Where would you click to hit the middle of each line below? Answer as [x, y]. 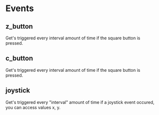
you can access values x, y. [33, 107]
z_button [19, 26]
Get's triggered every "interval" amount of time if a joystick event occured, [80, 102]
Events [20, 8]
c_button [19, 58]
